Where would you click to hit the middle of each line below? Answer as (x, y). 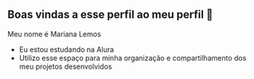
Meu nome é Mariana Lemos (54, 34)
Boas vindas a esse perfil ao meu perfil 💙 (110, 15)
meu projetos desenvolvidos (65, 66)
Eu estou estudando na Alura (66, 49)
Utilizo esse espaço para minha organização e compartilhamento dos (133, 57)
